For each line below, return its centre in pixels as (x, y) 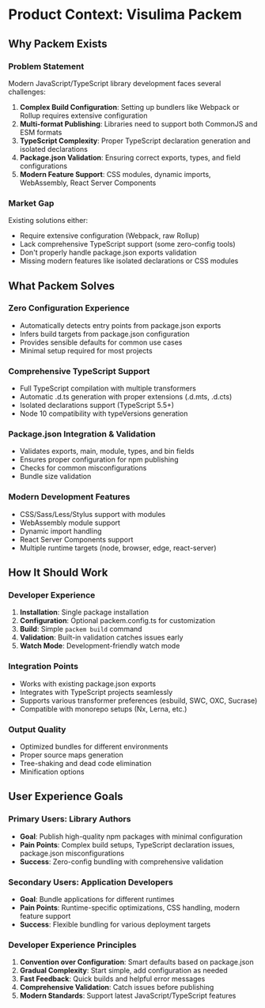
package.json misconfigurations (72, 853)
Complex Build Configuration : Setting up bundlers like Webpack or (129, 107)
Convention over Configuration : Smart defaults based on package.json (137, 962)
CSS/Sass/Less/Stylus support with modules (93, 514)
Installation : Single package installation (84, 612)
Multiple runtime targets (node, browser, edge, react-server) (118, 548)
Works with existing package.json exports (88, 683)
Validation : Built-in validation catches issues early (101, 637)
